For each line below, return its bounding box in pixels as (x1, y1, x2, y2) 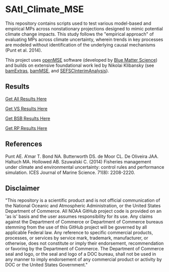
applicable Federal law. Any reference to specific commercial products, (5, 230, 153, 236)
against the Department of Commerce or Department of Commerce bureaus (5, 219, 163, 225)
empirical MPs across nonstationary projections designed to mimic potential (5, 25, 163, 31)
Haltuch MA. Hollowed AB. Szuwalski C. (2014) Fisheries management (5, 158, 151, 165)
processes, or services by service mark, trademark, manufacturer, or (5, 235, 148, 241)
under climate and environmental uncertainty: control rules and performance (5, 164, 164, 170)
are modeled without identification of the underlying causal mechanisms (5, 41, 155, 48)
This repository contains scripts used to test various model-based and (5, 20, 151, 26)
